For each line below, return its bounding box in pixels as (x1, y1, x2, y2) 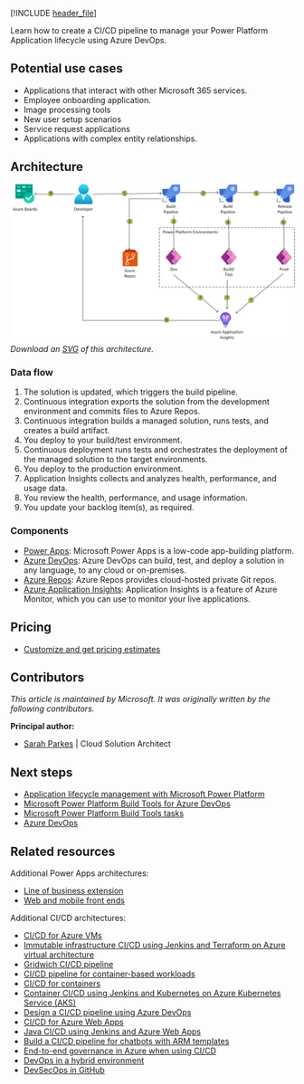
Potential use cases (10, 61, 123, 76)
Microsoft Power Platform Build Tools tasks (23, 808, 185, 819)
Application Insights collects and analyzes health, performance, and (23, 473, 277, 484)
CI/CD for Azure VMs (23, 930, 102, 941)
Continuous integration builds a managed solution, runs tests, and (23, 415, 270, 426)
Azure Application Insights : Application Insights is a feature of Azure (23, 584, 278, 594)
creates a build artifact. (23, 425, 110, 436)
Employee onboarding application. (23, 94, 152, 105)
